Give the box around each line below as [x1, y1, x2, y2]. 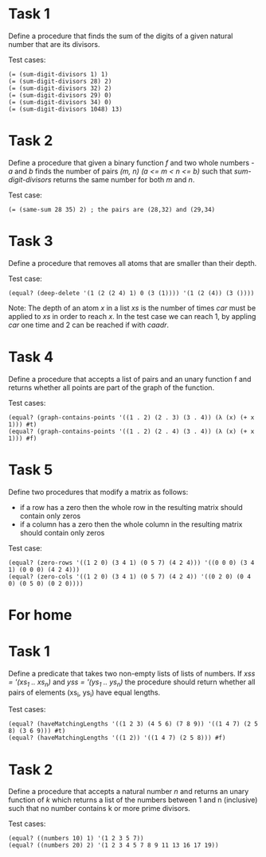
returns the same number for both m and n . [53, 174, 195, 184]
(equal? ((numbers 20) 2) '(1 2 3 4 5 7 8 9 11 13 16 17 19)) [8, 841, 219, 850]
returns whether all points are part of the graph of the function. [8, 383, 215, 392]
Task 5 [8, 461, 53, 478]
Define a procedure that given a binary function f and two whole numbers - [8, 158, 255, 167]
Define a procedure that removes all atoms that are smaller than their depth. [8, 258, 257, 267]
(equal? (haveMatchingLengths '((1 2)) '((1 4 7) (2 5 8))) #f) [8, 734, 226, 742]
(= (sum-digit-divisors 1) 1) [8, 70, 109, 78]
